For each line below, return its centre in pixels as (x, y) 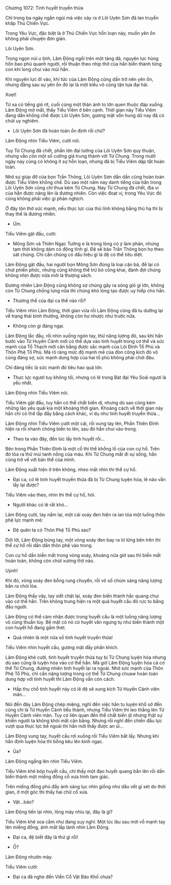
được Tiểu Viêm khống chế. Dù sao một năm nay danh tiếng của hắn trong (83, 182)
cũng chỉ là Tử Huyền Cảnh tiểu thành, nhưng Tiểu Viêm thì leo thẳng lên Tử (85, 710)
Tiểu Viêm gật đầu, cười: (31, 234)
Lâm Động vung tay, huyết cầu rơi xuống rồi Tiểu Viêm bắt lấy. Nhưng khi (82, 736)
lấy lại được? (26, 485)
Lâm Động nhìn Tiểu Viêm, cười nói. (43, 141)
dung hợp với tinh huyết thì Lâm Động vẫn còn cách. (60, 679)
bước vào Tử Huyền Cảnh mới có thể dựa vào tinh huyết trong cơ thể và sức (85, 341)
